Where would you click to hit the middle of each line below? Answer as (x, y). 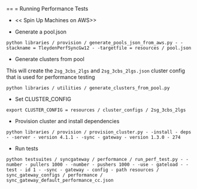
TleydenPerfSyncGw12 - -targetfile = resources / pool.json (115, 48)
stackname (19, 48)
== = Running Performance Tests (47, 9)
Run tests (27, 148)
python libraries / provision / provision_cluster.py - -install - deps (99, 132)
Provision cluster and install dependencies (67, 121)
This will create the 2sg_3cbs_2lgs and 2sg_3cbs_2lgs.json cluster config (96, 71)
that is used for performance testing (51, 77)
